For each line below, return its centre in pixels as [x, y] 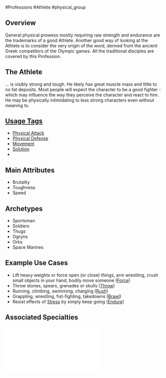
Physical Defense [30, 138]
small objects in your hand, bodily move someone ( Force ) [71, 280]
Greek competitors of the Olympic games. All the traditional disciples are [80, 51]
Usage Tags [24, 121]
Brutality [21, 182]
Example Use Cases [37, 263]
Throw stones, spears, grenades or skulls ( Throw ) [64, 285]
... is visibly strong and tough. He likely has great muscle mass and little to [81, 84]
